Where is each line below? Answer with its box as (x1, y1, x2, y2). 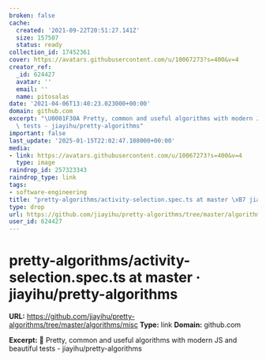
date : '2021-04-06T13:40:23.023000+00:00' (9, 100, 151, 108)
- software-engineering (9, 188, 88, 196)
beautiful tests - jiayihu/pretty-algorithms (9, 344, 143, 353)
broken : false (9, 11, 56, 20)
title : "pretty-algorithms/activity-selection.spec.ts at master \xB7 (9, 196, 246, 203)
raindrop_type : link (9, 173, 77, 182)
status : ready (16, 41, 62, 49)
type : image (16, 159, 56, 167)
